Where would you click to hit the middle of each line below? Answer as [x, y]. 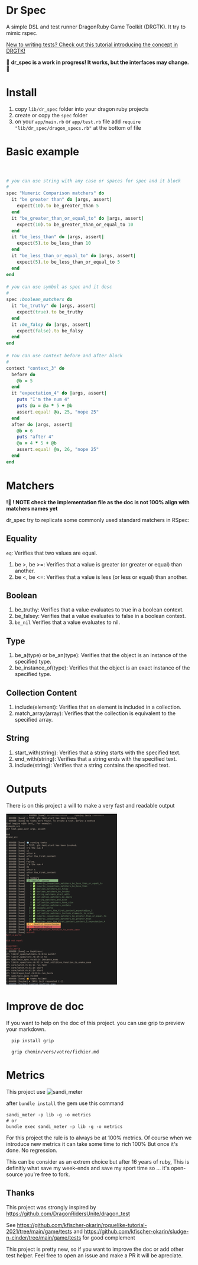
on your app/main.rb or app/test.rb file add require [78, 121]
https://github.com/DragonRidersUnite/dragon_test [68, 1213]
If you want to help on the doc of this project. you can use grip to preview [95, 1023]
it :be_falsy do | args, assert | [51, 324]
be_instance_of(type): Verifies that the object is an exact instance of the [102, 668]
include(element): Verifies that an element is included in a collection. [98, 707]
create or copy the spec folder [51, 115]
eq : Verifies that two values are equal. [52, 553]
